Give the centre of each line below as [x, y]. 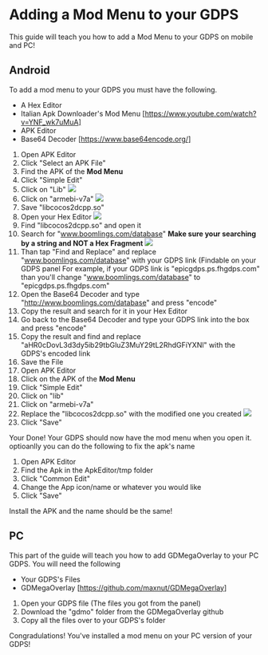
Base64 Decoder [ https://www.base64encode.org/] [106, 139]
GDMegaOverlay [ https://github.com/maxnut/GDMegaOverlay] [124, 587]
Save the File [42, 361]
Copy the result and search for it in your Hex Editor [104, 311]
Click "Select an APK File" [63, 163]
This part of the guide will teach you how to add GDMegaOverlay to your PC [134, 555]
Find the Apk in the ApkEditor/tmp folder [87, 470]
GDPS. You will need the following [65, 563]
